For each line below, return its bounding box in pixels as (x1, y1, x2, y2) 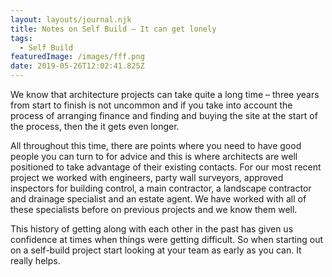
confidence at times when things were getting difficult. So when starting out (10, 234, 324, 245)
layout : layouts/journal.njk (10, 14, 132, 25)
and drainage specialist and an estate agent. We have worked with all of (10, 193, 307, 205)
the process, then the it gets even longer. (10, 121, 180, 132)
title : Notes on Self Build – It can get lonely (10, 24, 217, 34)
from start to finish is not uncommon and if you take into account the (10, 99, 293, 111)
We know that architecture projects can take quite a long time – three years (10, 89, 320, 100)
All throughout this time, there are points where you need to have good (10, 140, 302, 151)
